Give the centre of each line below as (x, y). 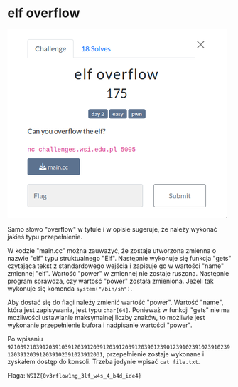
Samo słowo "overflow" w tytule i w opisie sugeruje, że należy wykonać (113, 229)
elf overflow (44, 13)
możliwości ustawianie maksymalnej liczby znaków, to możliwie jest (106, 317)
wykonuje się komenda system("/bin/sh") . (70, 288)
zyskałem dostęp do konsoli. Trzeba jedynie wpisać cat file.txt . (104, 361)
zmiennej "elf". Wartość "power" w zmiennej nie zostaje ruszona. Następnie (118, 273)
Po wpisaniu (25, 339)
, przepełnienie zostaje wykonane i (153, 354)
